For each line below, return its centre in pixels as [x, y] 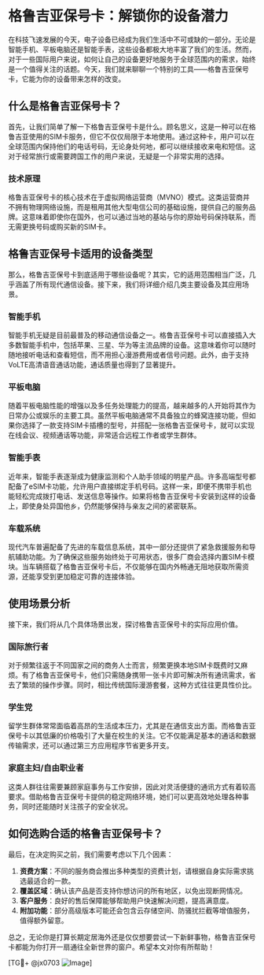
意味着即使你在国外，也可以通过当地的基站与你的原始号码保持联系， [139, 217]
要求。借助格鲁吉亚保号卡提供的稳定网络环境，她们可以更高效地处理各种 [125, 796]
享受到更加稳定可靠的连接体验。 [87, 577]
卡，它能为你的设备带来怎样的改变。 [67, 79]
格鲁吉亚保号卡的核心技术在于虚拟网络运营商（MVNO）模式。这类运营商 [126, 197]
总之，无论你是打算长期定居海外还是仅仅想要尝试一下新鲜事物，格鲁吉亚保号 [132, 937]
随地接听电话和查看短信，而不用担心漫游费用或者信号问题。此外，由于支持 [128, 355]
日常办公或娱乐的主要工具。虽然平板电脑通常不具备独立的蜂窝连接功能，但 [128, 415]
